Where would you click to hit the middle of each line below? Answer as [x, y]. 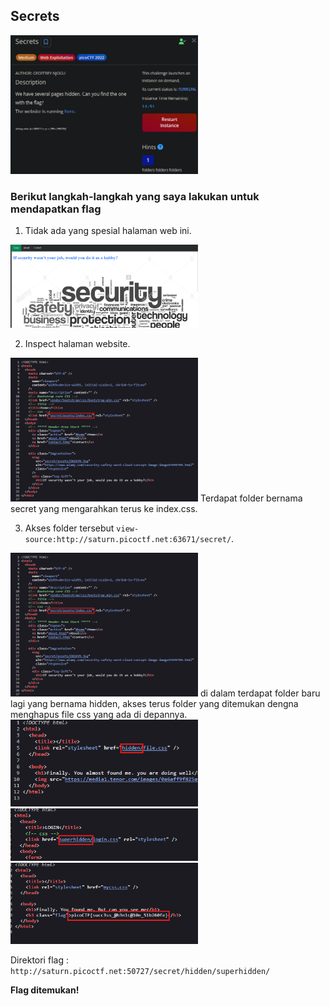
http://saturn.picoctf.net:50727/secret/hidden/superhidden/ [140, 971]
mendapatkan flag [56, 209]
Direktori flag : [39, 960]
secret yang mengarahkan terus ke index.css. [104, 508]
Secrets [35, 16]
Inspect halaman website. [77, 343]
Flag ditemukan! [45, 990]
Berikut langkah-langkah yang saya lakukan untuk [135, 196]
